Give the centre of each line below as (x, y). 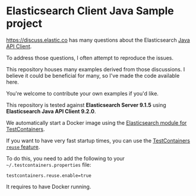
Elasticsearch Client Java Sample (90, 11)
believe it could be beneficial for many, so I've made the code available (93, 75)
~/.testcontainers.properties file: (49, 165)
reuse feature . (23, 147)
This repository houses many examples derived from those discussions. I (96, 69)
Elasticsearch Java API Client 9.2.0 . (51, 111)
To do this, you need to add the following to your (65, 158)
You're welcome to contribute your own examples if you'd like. (83, 93)
